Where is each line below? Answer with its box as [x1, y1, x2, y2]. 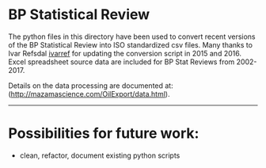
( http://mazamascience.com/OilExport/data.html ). [8, 89, 170, 98]
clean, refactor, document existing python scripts [19, 151, 180, 160]
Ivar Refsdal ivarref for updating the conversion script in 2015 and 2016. [8, 48, 241, 58]
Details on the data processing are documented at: [8, 81, 173, 90]
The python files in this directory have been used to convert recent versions [8, 32, 256, 41]
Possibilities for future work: [8, 124, 199, 143]
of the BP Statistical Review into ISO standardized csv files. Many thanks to [8, 40, 253, 49]
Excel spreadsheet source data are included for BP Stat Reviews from [8, 57, 235, 67]
